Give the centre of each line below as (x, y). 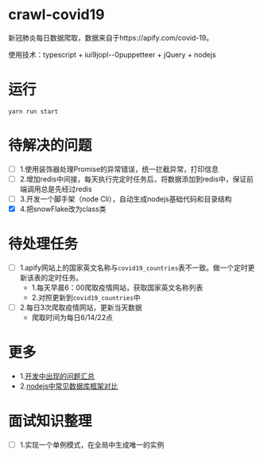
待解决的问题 (50, 146)
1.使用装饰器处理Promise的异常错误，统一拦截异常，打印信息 (119, 169)
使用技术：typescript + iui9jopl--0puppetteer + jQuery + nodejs (112, 54)
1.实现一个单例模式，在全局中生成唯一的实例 (92, 445)
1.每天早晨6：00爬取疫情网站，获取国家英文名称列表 (117, 287)
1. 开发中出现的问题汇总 (57, 377)
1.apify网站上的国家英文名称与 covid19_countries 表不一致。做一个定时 (134, 268)
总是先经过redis (67, 189)
